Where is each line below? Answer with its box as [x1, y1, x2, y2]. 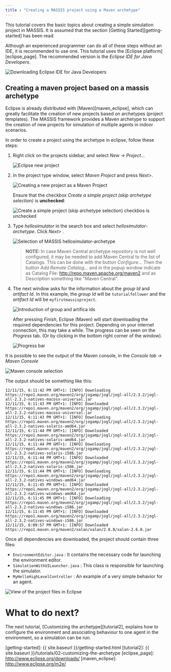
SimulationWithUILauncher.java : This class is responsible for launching [12, 563, 164, 569]
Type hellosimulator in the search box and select [12, 223, 115, 229]
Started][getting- [127, 27, 162, 33]
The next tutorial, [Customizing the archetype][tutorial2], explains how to [5, 624, 159, 630]
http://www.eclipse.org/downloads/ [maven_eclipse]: [5, 656, 117, 662]
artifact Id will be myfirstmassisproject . [12, 296, 97, 303]
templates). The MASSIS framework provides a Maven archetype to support [5, 116, 165, 122]
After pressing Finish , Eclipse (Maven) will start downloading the [12, 316, 148, 322]
